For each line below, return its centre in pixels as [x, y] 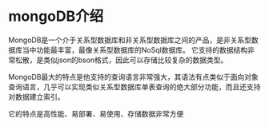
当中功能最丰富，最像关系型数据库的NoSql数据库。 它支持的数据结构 [135, 49]
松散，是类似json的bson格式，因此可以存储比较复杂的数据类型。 [121, 60]
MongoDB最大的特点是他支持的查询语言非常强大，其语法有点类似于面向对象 [133, 77]
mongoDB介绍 [56, 16]
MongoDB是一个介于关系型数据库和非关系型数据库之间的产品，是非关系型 [130, 40]
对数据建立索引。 [36, 96]
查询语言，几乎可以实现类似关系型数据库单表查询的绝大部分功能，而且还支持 [134, 87]
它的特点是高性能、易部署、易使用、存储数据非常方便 [96, 113]
